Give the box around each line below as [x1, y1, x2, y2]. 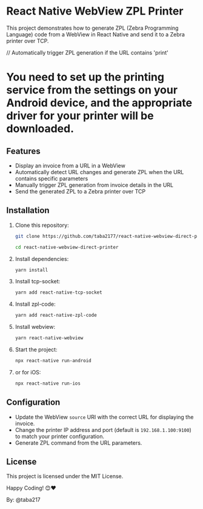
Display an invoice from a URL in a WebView [15, 162, 125, 169]
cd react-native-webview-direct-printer [15, 244, 119, 250]
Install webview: [15, 323, 56, 331]
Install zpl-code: [15, 300, 56, 308]
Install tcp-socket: [15, 278, 61, 285]
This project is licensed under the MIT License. [6, 473, 124, 480]
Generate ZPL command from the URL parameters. [15, 439, 142, 447]
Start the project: [15, 346, 58, 353]
